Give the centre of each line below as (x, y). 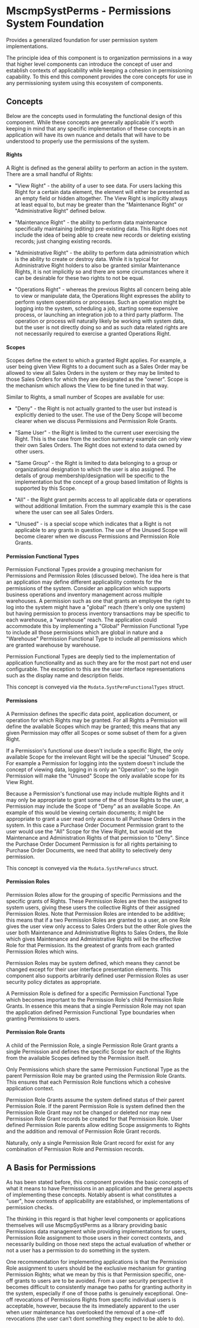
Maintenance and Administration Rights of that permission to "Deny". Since (98, 837)
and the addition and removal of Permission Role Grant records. (84, 1131)
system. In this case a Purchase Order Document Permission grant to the (95, 825)
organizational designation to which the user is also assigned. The (95, 469)
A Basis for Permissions (51, 1168)
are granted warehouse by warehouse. (53, 645)
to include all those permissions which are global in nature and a (84, 632)
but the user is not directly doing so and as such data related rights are (101, 327)
